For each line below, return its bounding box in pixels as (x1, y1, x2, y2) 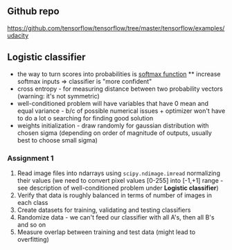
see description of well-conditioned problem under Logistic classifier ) (17, 184, 220, 192)
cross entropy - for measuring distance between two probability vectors (17, 84, 223, 93)
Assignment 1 (7, 153, 54, 163)
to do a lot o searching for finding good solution (17, 114, 154, 122)
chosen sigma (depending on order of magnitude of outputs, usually (17, 128, 213, 137)
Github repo (7, 6, 60, 17)
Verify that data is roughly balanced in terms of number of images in (17, 190, 213, 199)
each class (17, 198, 48, 206)
